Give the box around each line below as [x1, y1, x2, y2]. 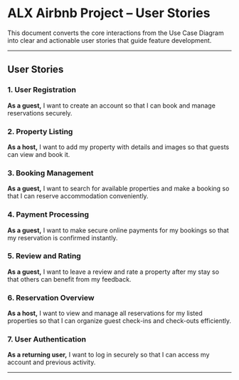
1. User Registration [7, 85, 77, 95]
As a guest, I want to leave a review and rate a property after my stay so [7, 267, 219, 276]
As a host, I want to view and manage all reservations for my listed [7, 309, 203, 318]
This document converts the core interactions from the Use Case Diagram [7, 29, 224, 37]
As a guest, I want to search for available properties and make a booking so [7, 184, 230, 193]
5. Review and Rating [7, 251, 82, 261]
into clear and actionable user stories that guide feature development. [7, 36, 212, 44]
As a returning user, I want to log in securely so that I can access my [7, 351, 210, 359]
